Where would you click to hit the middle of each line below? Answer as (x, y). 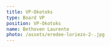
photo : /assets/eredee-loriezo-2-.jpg (56, 35)
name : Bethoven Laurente (38, 29)
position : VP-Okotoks (34, 23)
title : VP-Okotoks (30, 12)
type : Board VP (26, 18)
